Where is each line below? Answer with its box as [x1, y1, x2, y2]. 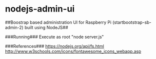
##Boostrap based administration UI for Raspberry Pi [5, 19, 112, 25]
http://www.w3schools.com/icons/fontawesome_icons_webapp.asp [5, 48, 141, 54]
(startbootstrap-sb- [112, 19, 152, 25]
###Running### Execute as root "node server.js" [5, 34, 104, 40]
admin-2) [5, 24, 23, 30]
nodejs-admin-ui [5, 3, 75, 15]
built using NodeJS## [24, 24, 68, 30]
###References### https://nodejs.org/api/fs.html [5, 43, 104, 49]
